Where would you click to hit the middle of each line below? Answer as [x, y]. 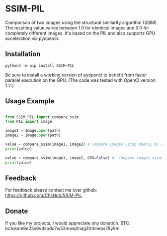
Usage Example [30, 101]
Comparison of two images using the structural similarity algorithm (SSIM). [82, 22]
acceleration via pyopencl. [32, 38]
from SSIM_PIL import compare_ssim [42, 117]
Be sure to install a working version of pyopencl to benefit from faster [76, 75]
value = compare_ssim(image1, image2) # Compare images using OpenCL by [82, 144]
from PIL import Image [29, 122]
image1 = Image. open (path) [33, 131]
